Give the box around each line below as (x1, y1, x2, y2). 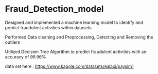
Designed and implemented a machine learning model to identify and (5, 19, 143, 25)
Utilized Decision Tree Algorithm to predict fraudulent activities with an (5, 49, 147, 55)
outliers (5, 39, 20, 45)
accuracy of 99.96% (5, 54, 46, 59)
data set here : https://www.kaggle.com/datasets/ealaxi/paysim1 (5, 63, 134, 69)
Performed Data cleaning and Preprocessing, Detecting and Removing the (5, 34, 154, 40)
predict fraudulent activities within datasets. (5, 24, 93, 30)
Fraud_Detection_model (5, 3, 104, 15)
